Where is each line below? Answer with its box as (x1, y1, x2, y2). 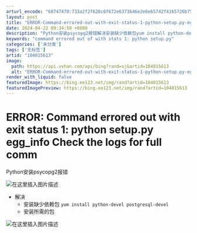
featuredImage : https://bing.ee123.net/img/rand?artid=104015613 (6, 80, 169, 86)
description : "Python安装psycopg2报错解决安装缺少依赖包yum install (6, 31, 165, 36)
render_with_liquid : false (6, 74, 72, 80)
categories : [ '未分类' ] (6, 42, 62, 48)
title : (6, 19, 22, 25)
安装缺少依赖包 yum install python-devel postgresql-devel (23, 201, 169, 208)
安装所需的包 (23, 208, 55, 215)
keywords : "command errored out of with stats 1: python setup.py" (6, 36, 175, 42)
